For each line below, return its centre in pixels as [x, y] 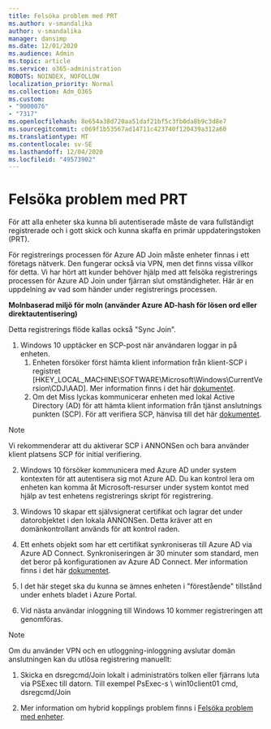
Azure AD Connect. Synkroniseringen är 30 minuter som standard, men [140, 554]
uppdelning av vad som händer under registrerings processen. [113, 290]
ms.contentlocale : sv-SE [50, 144]
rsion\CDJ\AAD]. [60, 388]
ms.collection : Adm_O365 [50, 91]
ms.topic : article [39, 62]
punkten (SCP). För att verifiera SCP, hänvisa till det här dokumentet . [147, 414]
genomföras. [41, 619]
